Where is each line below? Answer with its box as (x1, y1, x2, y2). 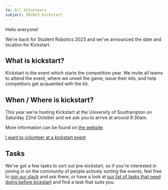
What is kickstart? (5, 56, 65, 65)
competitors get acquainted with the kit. (5, 81, 89, 87)
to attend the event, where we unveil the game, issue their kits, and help (5, 75, 157, 82)
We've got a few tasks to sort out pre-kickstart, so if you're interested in (5, 162, 157, 169)
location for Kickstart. (5, 41, 51, 47)
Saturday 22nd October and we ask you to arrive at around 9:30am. (5, 114, 148, 121)
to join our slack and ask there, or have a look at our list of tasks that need (5, 173, 161, 179)
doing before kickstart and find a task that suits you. (5, 179, 115, 185)
